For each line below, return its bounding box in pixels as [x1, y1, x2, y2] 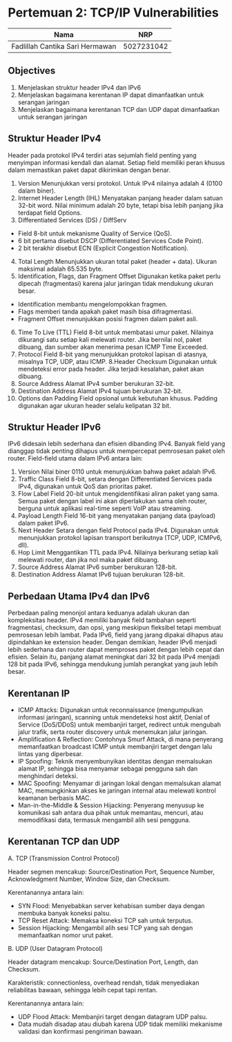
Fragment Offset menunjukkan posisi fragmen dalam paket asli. [17, 314, 198, 322]
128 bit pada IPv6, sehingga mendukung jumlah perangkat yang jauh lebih [8, 660, 218, 668]
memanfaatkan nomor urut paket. [17, 931, 113, 939]
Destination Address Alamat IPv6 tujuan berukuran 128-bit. [17, 570, 185, 579]
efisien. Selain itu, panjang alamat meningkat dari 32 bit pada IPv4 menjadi [8, 653, 220, 661]
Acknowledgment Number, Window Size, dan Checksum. [8, 875, 171, 883]
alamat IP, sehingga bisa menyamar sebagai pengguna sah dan [17, 764, 198, 773]
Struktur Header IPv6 [8, 421, 101, 433]
